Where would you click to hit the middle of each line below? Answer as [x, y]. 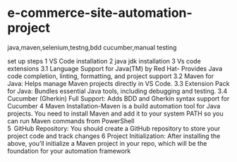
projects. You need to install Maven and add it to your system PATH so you [115, 113]
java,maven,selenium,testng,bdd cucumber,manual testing [92, 47]
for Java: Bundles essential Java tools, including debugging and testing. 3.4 [117, 91]
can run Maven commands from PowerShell [71, 120]
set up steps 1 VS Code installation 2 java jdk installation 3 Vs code [104, 61]
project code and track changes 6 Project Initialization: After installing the [114, 136]
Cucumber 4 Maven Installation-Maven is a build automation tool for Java [114, 106]
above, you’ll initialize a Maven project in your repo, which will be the [107, 143]
